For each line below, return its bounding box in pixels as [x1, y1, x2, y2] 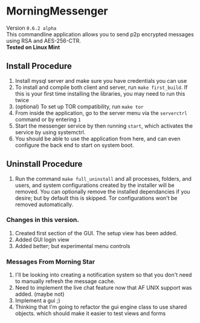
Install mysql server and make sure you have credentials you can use [15, 77, 187, 84]
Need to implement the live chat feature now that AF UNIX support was [15, 284, 192, 292]
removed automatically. [15, 201, 74, 208]
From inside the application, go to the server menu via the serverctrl [15, 109, 187, 116]
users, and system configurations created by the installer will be [15, 181, 175, 189]
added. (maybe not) [15, 290, 65, 298]
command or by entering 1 [15, 116, 81, 123]
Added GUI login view [15, 236, 69, 243]
